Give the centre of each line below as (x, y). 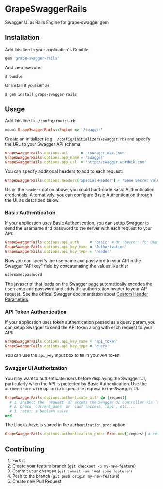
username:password (24, 275)
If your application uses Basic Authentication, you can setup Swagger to (77, 223)
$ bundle (14, 76)
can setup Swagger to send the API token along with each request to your (79, 328)
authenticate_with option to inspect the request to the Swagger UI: (72, 389)
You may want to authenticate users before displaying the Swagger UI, (76, 379)
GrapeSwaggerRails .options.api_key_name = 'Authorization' (66, 247)
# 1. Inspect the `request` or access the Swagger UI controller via (81, 402)
